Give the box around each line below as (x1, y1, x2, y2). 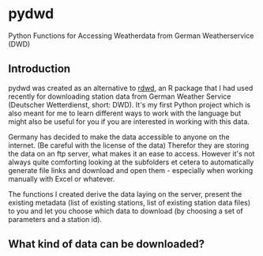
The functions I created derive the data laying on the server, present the (8, 189, 242, 198)
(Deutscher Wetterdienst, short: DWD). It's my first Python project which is (8, 100, 251, 109)
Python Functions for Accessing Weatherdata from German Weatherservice (8, 31, 254, 40)
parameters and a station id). (8, 214, 103, 224)
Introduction (8, 62, 71, 76)
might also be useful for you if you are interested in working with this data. (8, 116, 250, 126)
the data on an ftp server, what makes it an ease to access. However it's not (8, 149, 255, 158)
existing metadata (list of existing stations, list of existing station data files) (8, 198, 251, 207)
